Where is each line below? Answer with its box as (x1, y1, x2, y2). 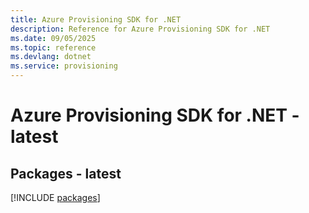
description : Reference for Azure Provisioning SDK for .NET (10, 24, 271, 34)
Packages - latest (10, 165, 122, 182)
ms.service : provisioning (10, 61, 118, 71)
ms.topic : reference (10, 42, 97, 53)
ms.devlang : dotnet (10, 52, 92, 62)
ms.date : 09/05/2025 (10, 33, 97, 43)
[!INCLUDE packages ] (10, 192, 101, 203)
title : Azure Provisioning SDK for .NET (10, 14, 182, 25)
